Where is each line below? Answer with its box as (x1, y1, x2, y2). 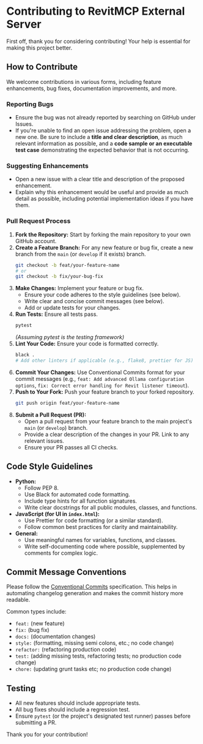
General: (15, 530, 38, 537)
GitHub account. (15, 237, 57, 244)
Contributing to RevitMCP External (6, 4, 185, 18)
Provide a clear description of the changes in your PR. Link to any (24, 430, 190, 438)
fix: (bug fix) (15, 626, 50, 634)
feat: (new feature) (15, 620, 65, 627)
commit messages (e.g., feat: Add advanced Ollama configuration (15, 375, 185, 382)
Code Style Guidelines (6, 461, 93, 472)
